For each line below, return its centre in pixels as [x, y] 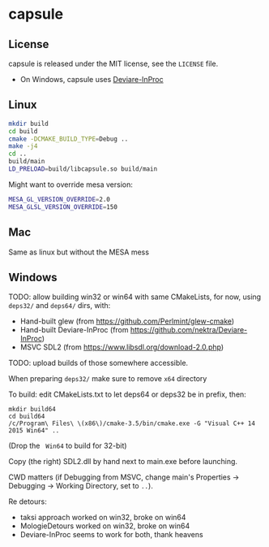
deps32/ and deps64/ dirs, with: [60, 306]
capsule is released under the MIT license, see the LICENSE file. [113, 63]
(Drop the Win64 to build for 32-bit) [68, 446]
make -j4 [23, 146]
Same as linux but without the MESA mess [79, 252]
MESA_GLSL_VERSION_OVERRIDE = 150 [63, 207]
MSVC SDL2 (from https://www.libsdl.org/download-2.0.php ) [122, 347]
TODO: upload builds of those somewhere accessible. [98, 363]
